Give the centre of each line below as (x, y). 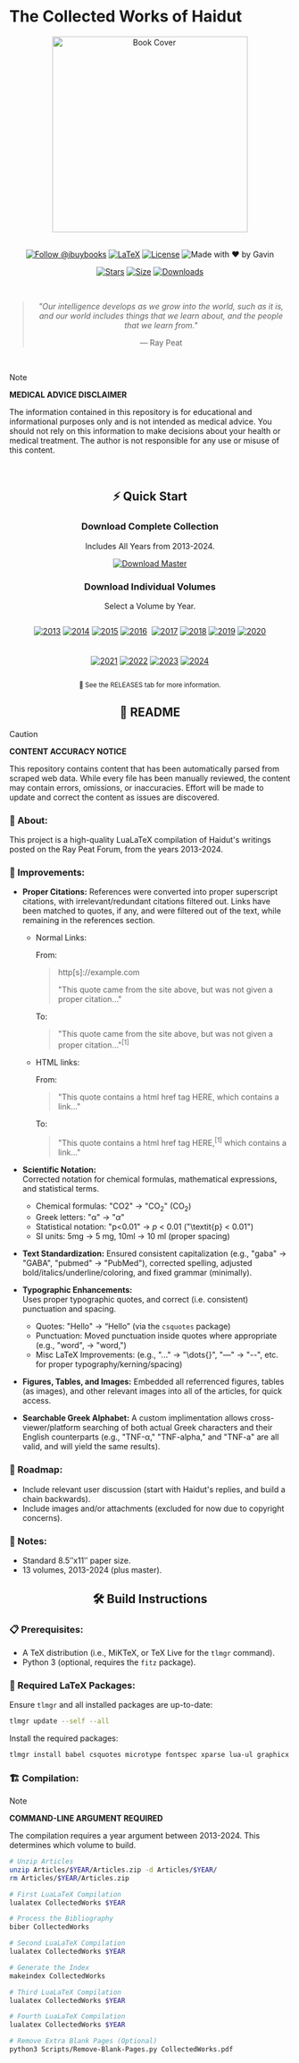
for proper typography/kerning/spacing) (109, 1364)
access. (37, 1401)
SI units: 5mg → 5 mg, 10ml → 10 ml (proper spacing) (133, 1236)
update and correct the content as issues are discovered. (115, 797)
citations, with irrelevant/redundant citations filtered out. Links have (146, 902)
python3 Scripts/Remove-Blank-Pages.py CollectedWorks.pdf (121, 2050)
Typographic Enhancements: (77, 1290)
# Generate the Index (50, 1967)
